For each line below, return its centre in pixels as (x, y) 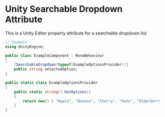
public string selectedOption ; (46, 69)
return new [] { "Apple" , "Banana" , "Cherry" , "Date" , (79, 101)
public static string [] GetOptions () (53, 92)
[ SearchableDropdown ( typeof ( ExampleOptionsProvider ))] (71, 65)
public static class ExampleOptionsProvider (51, 83)
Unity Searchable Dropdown (64, 9)
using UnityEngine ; (25, 47)
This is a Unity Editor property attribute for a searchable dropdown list (76, 33)
